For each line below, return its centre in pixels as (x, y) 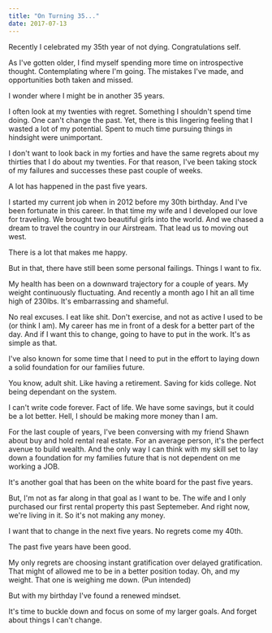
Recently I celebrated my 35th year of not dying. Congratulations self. (125, 46)
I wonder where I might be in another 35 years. (86, 95)
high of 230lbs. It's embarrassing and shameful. (89, 301)
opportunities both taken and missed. (71, 80)
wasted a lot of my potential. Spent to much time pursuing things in (121, 129)
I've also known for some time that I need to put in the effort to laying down (134, 358)
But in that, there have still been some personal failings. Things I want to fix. (135, 268)
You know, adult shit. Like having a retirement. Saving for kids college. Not (132, 382)
